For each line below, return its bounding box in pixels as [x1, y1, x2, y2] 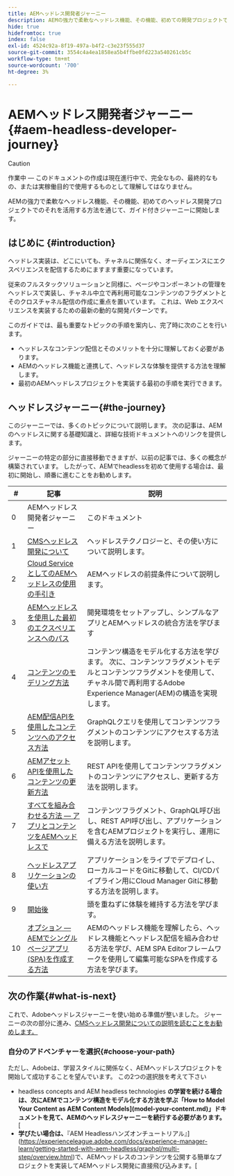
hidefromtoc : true [8, 29, 61, 37]
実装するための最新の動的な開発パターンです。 [37, 307, 172, 315]
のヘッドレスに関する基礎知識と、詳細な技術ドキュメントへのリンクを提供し [8, 430, 227, 439]
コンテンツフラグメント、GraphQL [87, 806, 200, 815]
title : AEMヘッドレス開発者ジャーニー [8, 10, 106, 17]
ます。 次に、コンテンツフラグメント [87, 658, 207, 667]
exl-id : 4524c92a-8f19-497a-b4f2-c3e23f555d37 [8, 42, 145, 49]
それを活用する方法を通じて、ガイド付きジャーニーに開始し [44, 206, 215, 214]
